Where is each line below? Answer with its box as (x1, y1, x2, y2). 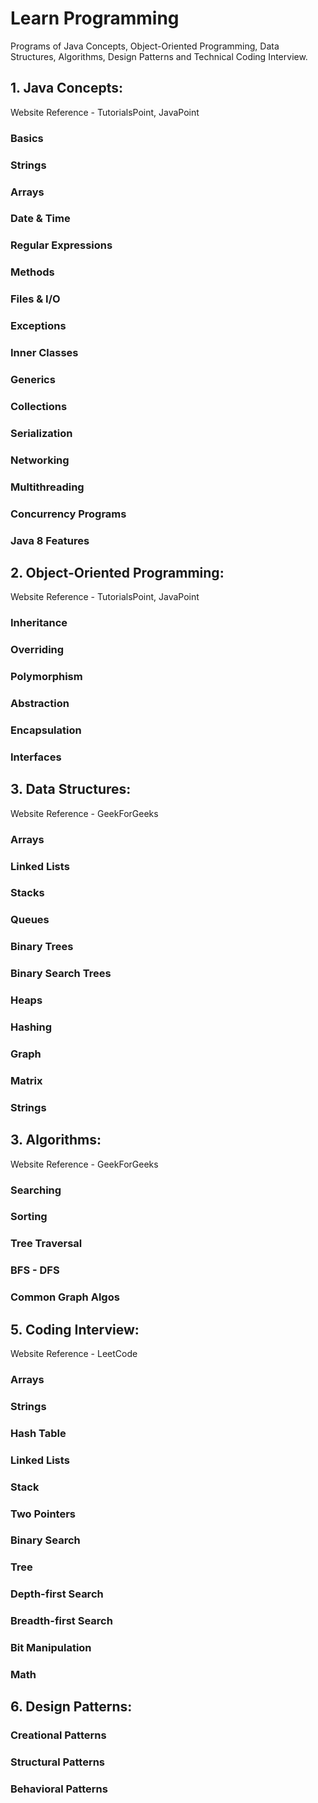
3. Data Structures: (10, 781, 132, 798)
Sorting (10, 1210, 48, 1224)
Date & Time (10, 212, 71, 226)
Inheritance (10, 616, 68, 630)
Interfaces (10, 750, 62, 764)
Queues (10, 913, 50, 927)
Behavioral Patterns (10, 1782, 108, 1796)
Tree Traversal (10, 1237, 83, 1251)
